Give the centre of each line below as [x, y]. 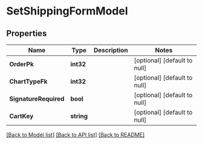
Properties [27, 33]
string [79, 116]
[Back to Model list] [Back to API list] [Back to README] [76, 135]
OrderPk [22, 64]
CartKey [21, 116]
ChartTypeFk [28, 81]
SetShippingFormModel [67, 11]
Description [111, 50]
